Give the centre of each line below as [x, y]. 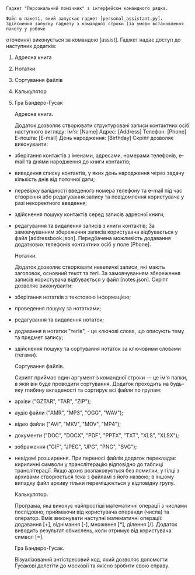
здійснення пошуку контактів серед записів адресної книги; [90, 214]
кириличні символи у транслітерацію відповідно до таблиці [89, 464]
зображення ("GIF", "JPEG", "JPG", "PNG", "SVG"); [76, 447]
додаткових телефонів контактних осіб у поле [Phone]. [83, 244]
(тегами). [26, 355]
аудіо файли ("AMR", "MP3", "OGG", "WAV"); [69, 413]
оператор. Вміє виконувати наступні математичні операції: [88, 518]
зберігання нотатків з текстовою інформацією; [73, 297]
